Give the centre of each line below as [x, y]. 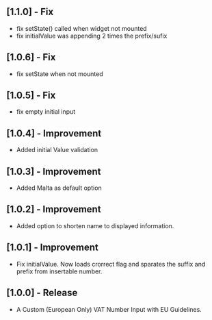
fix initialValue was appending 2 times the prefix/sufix [92, 36]
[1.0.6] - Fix [31, 57]
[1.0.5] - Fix [31, 96]
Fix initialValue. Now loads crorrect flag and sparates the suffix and [111, 264]
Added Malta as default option [59, 188]
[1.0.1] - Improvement [52, 248]
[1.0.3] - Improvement [54, 171]
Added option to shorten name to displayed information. [95, 225]
